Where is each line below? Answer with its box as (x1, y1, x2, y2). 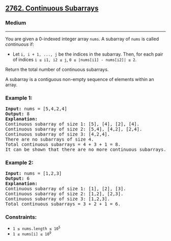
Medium (5, 19, 26, 26)
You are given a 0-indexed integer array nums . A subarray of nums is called (5, 36, 159, 42)
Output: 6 (5, 176, 30, 181)
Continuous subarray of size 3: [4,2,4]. (5, 131, 110, 137)
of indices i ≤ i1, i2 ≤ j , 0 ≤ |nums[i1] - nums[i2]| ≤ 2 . (12, 56, 137, 63)
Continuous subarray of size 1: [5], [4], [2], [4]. (5, 121, 140, 127)
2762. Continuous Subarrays (5, 4, 99, 13)
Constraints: (5, 213, 37, 221)
